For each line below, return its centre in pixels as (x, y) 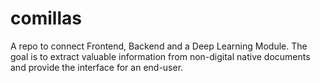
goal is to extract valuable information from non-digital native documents (160, 56)
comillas (46, 18)
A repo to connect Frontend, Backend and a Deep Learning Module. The (159, 46)
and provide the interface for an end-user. (97, 67)
